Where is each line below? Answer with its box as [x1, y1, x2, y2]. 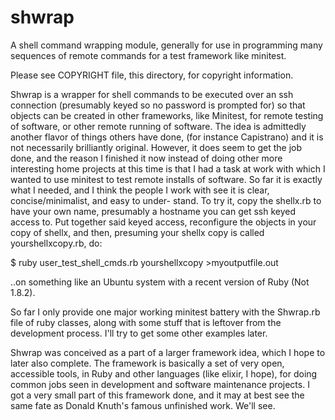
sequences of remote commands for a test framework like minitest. [10, 49, 287, 61]
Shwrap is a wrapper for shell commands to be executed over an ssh [10, 88, 294, 100]
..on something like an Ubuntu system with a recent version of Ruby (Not [10, 276, 310, 288]
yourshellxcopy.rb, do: [10, 237, 103, 249]
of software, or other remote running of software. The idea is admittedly [10, 120, 307, 132]
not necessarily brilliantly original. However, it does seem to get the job [10, 141, 303, 153]
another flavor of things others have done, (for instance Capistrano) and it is [10, 131, 324, 143]
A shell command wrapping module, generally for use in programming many [10, 39, 323, 51]
